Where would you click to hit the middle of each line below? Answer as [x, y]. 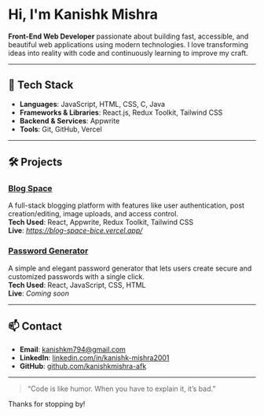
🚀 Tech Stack [41, 85]
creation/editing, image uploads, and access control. [93, 214]
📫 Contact [35, 327]
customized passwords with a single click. [77, 276]
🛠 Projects [35, 162]
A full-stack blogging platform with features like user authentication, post [126, 205]
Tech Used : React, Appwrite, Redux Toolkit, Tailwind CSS [101, 223]
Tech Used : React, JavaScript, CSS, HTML [77, 285]
